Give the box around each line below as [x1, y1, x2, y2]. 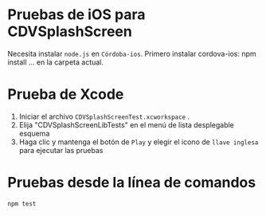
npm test [7, 199, 37, 208]
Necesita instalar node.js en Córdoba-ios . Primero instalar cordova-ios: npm [7, 49, 256, 58]
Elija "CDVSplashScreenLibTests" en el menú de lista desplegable [18, 120, 234, 129]
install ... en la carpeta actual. [7, 57, 104, 67]
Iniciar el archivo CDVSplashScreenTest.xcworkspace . [18, 112, 190, 121]
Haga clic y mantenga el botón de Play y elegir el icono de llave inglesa [18, 137, 259, 147]
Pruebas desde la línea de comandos [7, 174, 256, 192]
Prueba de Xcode [7, 85, 124, 104]
